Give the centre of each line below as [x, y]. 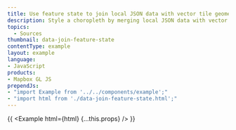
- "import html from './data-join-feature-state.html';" [92, 99]
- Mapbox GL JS [29, 79]
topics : [19, 27]
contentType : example [39, 46]
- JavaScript [26, 66]
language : [22, 60]
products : [22, 72]
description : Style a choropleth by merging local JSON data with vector [118, 20]
